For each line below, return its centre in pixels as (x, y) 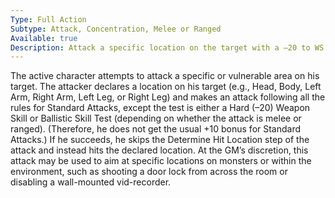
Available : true (44, 38)
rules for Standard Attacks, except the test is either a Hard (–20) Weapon (160, 108)
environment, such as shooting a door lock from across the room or (149, 172)
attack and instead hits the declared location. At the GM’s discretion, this (159, 150)
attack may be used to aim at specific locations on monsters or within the (161, 161)
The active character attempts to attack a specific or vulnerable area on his (165, 76)
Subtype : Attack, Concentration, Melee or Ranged (116, 29)
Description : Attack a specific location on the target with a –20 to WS (167, 47)
